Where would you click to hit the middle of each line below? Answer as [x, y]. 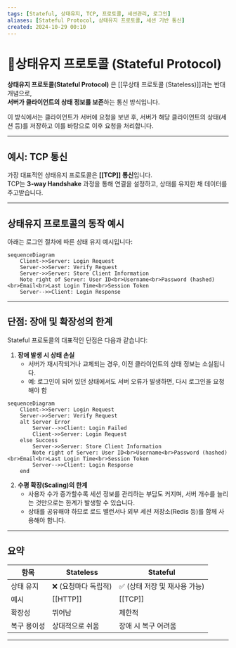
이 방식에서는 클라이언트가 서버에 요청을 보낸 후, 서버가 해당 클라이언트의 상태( [114, 117]
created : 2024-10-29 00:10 [47, 27]
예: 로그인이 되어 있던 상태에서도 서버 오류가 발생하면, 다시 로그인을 [120, 381]
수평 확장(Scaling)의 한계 [52, 485]
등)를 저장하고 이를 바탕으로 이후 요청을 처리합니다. [84, 126]
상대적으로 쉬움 [76, 626]
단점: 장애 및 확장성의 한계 [60, 322]
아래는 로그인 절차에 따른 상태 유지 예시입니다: [70, 241]
